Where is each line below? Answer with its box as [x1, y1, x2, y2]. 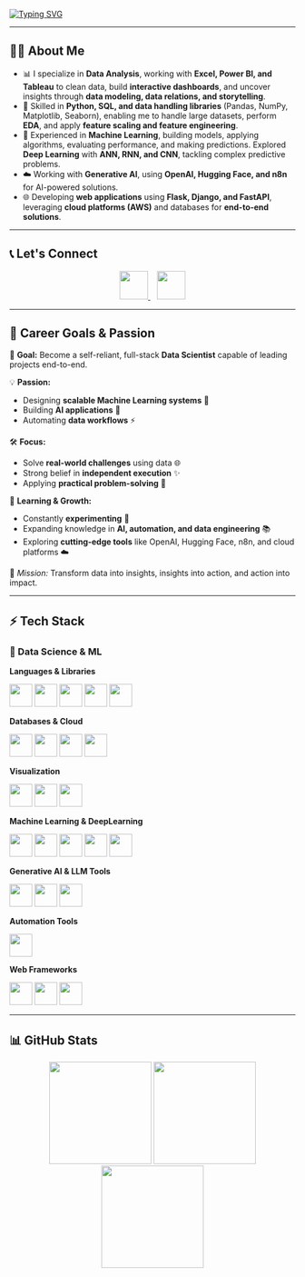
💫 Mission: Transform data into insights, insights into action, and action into [9, 568, 290, 579]
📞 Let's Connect [9, 246, 98, 262]
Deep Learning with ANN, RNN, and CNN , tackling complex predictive [22, 148, 286, 159]
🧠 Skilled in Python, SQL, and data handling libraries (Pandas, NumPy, [22, 100, 289, 111]
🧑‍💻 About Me [9, 44, 85, 59]
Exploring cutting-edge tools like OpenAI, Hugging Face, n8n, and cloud [22, 536, 295, 547]
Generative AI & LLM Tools [9, 866, 111, 877]
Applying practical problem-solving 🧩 [22, 478, 166, 489]
